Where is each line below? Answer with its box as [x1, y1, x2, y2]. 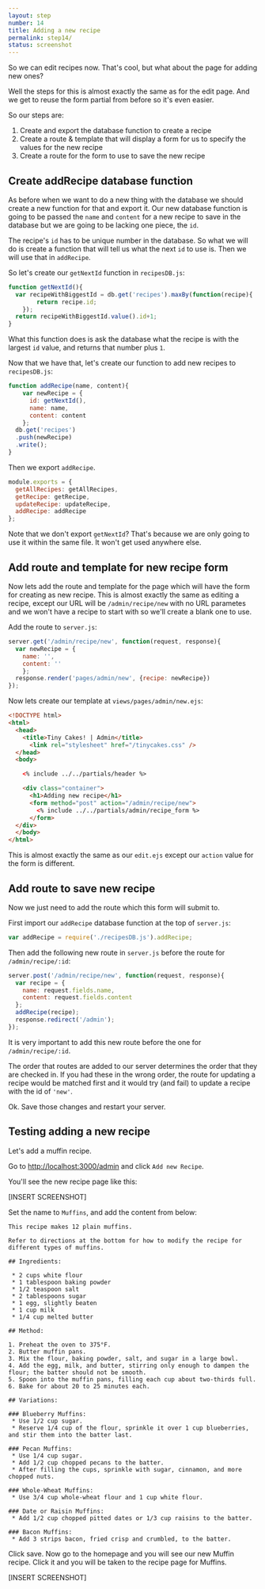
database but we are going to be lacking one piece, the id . [8, 220, 199, 230]
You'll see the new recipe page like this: [8, 1177, 138, 1186]
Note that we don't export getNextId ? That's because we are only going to [8, 529, 251, 539]
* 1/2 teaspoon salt [11, 1285, 80, 1293]
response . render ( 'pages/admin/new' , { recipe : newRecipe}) [15, 675, 211, 683]
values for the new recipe [19, 143, 103, 152]
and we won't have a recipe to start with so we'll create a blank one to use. [8, 607, 252, 616]
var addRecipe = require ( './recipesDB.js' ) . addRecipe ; [8, 933, 193, 941]
